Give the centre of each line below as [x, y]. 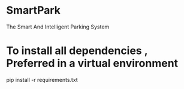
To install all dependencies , [77, 51]
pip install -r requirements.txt [42, 80]
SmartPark [34, 10]
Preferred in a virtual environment [92, 63]
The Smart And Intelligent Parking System [58, 27]
